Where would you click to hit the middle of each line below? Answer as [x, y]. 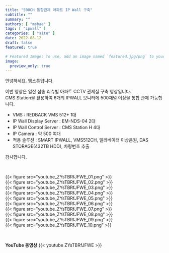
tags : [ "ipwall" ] [26, 29]
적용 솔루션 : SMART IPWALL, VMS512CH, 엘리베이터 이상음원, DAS [80, 140]
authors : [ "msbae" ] [28, 24]
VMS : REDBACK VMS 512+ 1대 [44, 115]
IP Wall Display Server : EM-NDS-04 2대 [54, 121]
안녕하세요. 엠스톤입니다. [29, 81]
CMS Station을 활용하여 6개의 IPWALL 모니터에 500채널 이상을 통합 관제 [77, 98]
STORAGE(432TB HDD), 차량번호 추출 [51, 146]
